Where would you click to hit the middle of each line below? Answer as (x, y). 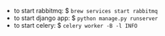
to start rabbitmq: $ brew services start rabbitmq (86, 11)
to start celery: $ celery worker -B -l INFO (76, 25)
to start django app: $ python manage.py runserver (86, 18)
